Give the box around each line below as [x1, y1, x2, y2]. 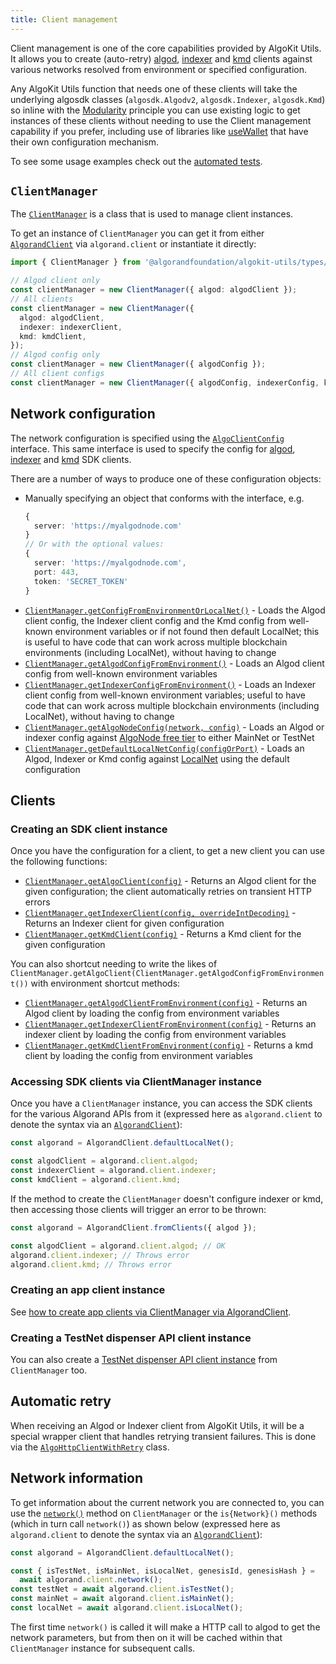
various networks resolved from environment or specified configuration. [10, 63, 307, 75]
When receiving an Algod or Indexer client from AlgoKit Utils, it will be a [10, 1419, 305, 1431]
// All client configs [10, 369, 105, 379]
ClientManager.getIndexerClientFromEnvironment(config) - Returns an [24, 1018, 317, 1030]
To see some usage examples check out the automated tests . [10, 155, 263, 167]
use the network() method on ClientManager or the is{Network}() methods [10, 1507, 318, 1519]
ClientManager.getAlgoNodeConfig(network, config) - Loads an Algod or [24, 721, 325, 733]
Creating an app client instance [10, 1283, 166, 1297]
